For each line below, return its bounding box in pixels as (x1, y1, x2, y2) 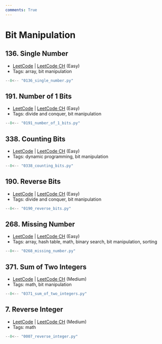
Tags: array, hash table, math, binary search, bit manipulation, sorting (12, 239, 157, 245)
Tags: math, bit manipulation (12, 282, 72, 288)
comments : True (5, 7, 37, 13)
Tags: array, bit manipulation (12, 68, 72, 74)
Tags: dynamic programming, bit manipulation (12, 154, 109, 160)
